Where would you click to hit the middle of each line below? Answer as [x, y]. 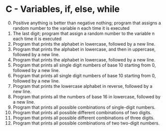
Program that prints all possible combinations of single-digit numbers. [84, 107]
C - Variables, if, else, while [63, 9]
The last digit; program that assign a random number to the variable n [84, 33]
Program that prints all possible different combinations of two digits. [82, 112]
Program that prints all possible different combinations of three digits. [84, 118]
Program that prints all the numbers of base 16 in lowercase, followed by [86, 97]
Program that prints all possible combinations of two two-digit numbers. [86, 123]
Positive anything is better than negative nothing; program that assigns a [87, 23]
